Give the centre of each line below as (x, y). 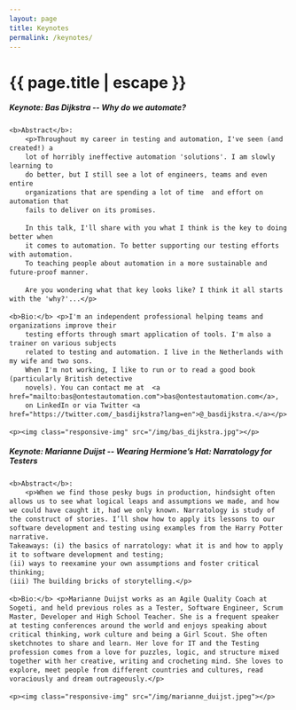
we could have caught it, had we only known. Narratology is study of (142, 510)
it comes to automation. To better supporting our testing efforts (152, 245)
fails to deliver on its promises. (91, 210)
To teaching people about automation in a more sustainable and (146, 263)
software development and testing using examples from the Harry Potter (146, 528)
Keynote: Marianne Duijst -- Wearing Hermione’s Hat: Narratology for (141, 452)
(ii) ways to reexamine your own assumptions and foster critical (134, 564)
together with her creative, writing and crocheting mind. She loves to (146, 661)
